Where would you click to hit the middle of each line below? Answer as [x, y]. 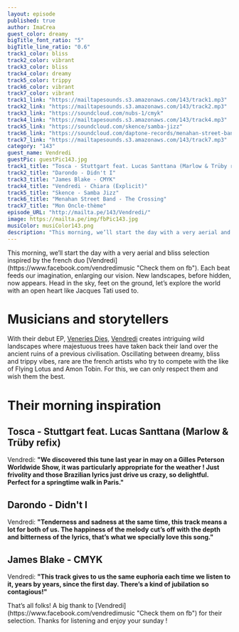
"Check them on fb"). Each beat [183, 268]
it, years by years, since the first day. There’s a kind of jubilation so [108, 584]
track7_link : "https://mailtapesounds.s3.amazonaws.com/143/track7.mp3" [117, 139]
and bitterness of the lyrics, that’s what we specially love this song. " [111, 537]
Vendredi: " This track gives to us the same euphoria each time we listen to [119, 576]
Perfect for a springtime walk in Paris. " [66, 483]
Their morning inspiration [84, 405]
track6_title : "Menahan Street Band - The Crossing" [87, 199]
